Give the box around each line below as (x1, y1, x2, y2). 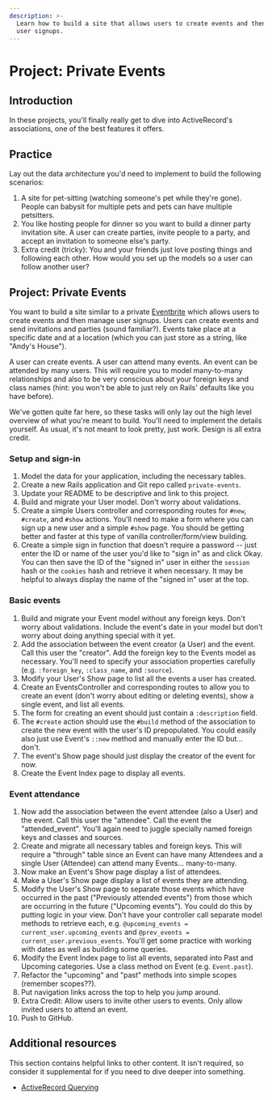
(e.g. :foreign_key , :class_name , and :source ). (20, 665, 174, 674)
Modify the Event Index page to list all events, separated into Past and (20, 953, 253, 962)
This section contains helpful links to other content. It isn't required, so (9, 1058, 245, 1068)
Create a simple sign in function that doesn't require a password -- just (20, 540, 257, 550)
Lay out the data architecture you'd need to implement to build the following (9, 169, 262, 179)
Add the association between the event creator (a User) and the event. (20, 639, 256, 648)
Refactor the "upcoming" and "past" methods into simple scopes (20, 970, 237, 979)
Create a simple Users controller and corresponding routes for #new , (20, 506, 247, 516)
